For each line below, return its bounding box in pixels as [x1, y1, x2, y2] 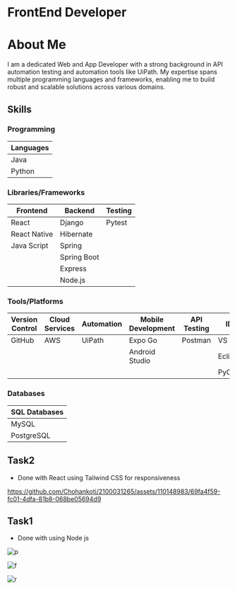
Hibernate [59, 229, 93, 239]
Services [44, 324, 75, 334]
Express [59, 263, 87, 273]
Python [11, 166, 35, 176]
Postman [181, 336, 212, 346]
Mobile [140, 314, 164, 324]
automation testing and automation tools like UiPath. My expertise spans [7, 68, 217, 76]
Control [11, 324, 37, 334]
